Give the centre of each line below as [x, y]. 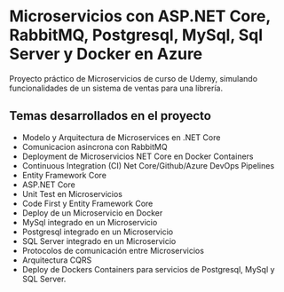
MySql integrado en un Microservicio [90, 222]
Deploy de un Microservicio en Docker [92, 213]
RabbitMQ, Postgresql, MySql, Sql [136, 35]
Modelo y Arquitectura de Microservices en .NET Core [121, 137]
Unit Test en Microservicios [72, 193]
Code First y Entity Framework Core [87, 203]
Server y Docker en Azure [106, 54]
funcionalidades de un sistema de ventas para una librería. [116, 88]
